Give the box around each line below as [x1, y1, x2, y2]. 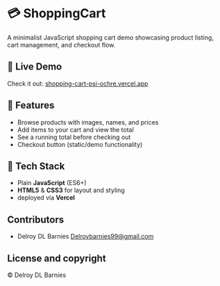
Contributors [7, 214, 65, 225]
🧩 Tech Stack [7, 160, 65, 172]
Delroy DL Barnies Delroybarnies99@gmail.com [17, 232, 154, 241]
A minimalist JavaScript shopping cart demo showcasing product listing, [7, 33, 214, 42]
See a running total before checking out [17, 133, 131, 141]
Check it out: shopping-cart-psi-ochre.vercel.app [7, 79, 149, 88]
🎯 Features [7, 100, 55, 111]
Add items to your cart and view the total [17, 125, 134, 134]
